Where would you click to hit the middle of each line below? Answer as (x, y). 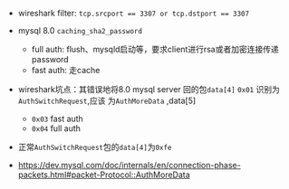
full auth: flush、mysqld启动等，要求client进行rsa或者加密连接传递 (155, 49)
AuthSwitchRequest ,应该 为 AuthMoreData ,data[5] (107, 100)
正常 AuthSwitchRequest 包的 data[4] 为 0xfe (95, 147)
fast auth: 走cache (66, 70)
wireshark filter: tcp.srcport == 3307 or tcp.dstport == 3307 (134, 13)
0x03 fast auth (57, 118)
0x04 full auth (56, 128)
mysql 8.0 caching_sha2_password (80, 30)
